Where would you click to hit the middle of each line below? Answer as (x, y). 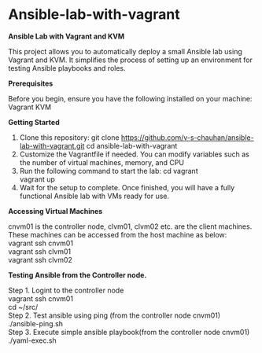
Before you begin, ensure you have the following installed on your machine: (130, 98)
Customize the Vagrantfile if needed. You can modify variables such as (135, 154)
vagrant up (37, 179)
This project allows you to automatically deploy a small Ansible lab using (125, 51)
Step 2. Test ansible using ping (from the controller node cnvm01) (114, 315)
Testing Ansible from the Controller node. (77, 275)
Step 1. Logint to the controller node (66, 290)
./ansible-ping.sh (36, 323)
